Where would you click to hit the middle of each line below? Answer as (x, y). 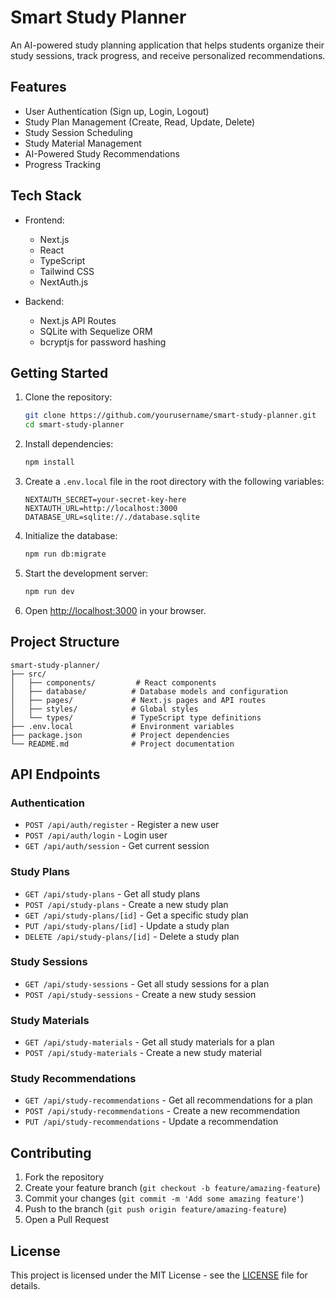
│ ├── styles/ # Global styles (104, 709)
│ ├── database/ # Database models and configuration (149, 691)
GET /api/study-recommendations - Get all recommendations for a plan (168, 1100)
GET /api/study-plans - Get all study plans (112, 893)
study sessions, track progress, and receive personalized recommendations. (168, 55)
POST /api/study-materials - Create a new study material (143, 1053)
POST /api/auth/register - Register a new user (122, 825)
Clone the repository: (68, 397)
